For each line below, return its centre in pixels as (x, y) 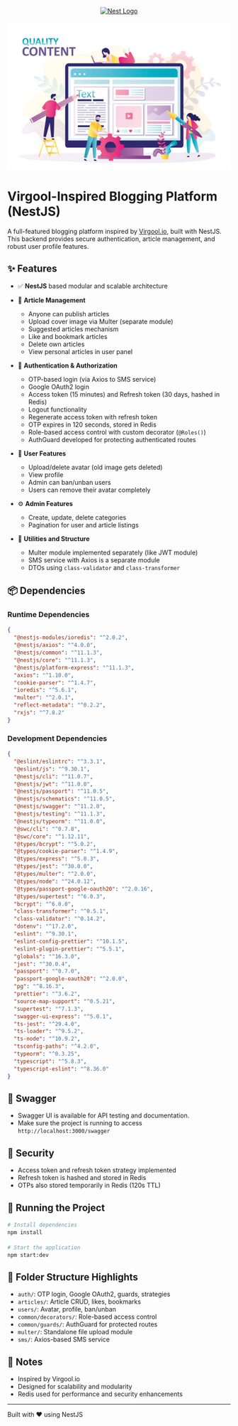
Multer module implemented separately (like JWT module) (113, 552)
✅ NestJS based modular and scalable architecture (93, 286)
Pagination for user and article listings (84, 525)
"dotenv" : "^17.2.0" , (46, 927)
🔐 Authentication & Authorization (68, 365)
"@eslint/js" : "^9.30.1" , (52, 769)
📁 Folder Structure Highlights (73, 1277)
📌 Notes (25, 1362)
